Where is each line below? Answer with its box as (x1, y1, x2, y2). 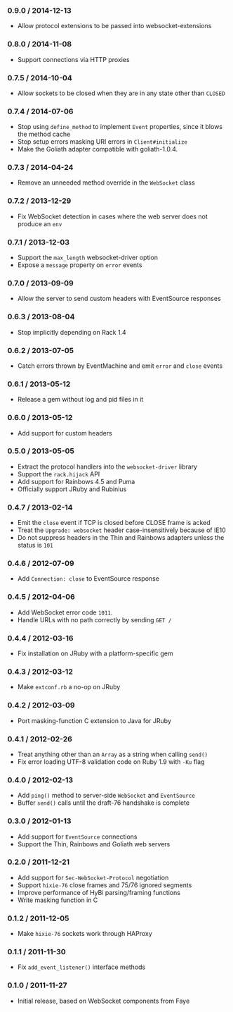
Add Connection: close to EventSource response (17, 574, 160, 583)
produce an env (17, 219, 62, 228)
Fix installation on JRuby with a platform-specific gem (17, 649, 173, 658)
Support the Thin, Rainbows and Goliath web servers (17, 839, 171, 848)
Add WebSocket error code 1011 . (17, 608, 113, 617)
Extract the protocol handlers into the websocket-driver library (17, 462, 198, 471)
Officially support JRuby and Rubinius (17, 485, 127, 493)
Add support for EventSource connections (17, 832, 138, 841)
